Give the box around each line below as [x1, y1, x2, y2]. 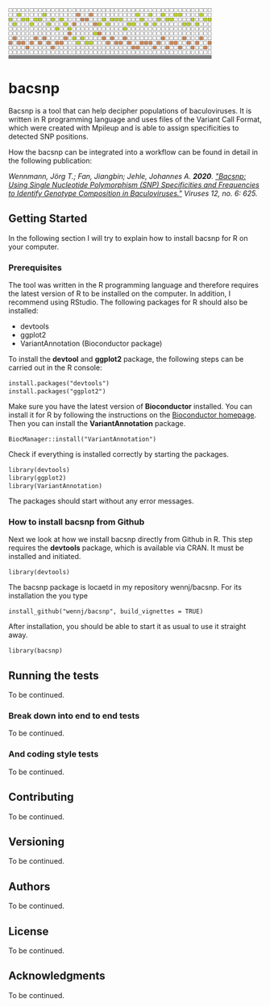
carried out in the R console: [8, 363, 102, 373]
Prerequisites [8, 262, 62, 273]
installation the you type [8, 591, 89, 601]
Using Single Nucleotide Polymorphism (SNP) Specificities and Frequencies [8, 180, 260, 189]
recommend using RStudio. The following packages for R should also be [8, 297, 248, 307]
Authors [8, 880, 51, 893]
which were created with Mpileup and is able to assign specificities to [8, 122, 239, 132]
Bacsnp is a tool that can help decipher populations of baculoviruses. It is [8, 106, 252, 115]
